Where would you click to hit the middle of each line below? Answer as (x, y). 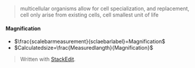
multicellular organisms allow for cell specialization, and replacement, (105, 9)
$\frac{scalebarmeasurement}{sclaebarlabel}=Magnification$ (90, 41)
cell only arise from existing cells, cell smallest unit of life (89, 15)
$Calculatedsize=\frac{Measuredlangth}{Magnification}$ (84, 48)
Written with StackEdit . (48, 59)
